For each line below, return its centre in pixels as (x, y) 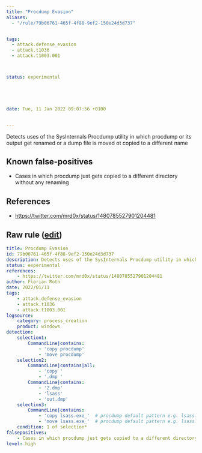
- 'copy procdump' (61, 349)
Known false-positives (50, 162)
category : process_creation (52, 321)
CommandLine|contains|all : (62, 366)
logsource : (20, 316)
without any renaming (42, 182)
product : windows (39, 327)
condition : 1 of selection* (52, 427)
